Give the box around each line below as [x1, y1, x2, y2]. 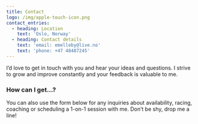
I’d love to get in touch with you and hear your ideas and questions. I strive [6, 64, 191, 71]
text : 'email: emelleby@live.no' [17, 43, 101, 49]
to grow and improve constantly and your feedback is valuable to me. [6, 70, 178, 78]
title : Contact [6, 8, 45, 15]
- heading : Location [11, 25, 63, 32]
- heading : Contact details [11, 37, 82, 43]
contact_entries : [6, 20, 50, 26]
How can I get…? [6, 85, 56, 93]
